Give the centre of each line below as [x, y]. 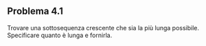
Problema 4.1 [35, 11]
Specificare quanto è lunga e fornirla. [60, 35]
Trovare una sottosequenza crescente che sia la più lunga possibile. [103, 27]
